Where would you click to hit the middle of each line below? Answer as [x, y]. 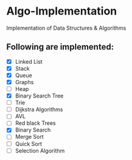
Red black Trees [35, 123]
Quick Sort [29, 144]
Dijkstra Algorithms [39, 110]
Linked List [29, 61]
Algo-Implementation [62, 11]
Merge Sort [29, 137]
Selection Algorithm [40, 150]
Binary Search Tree [39, 96]
